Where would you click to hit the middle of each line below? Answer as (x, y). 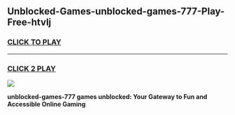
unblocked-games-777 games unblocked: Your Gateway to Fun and (107, 96)
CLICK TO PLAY (34, 43)
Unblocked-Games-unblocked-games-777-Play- (116, 11)
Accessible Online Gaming (47, 104)
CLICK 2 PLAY (31, 68)
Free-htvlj (29, 23)
